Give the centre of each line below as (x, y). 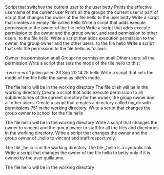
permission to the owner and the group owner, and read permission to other (81, 33)
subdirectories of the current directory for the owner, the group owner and (80, 97)
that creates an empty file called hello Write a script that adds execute (75, 22)
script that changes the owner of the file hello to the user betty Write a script (82, 17)
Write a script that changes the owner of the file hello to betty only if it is (78, 153)
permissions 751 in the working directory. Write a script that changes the (78, 108)
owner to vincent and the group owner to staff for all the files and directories (82, 128)
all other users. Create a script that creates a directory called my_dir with (78, 103)
